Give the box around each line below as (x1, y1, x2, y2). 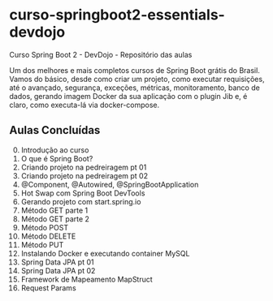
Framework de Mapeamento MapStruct (20, 274, 153, 284)
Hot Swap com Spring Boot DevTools (20, 188, 145, 198)
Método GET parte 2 (20, 213, 90, 224)
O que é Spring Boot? (20, 153, 93, 163)
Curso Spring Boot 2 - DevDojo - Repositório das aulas (9, 49, 193, 59)
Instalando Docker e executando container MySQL (20, 248, 190, 258)
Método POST (20, 222, 68, 232)
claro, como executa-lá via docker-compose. (9, 100, 160, 110)
